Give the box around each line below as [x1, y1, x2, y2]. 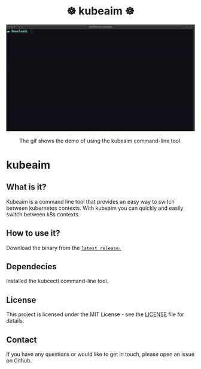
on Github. [6, 357, 32, 364]
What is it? [6, 182, 47, 192]
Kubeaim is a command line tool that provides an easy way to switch [6, 198, 175, 205]
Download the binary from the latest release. [6, 244, 121, 251]
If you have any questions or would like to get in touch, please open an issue [6, 350, 195, 358]
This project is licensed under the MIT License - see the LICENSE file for [6, 311, 184, 318]
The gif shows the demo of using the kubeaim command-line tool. [19, 137, 182, 144]
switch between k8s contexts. [6, 210, 80, 218]
